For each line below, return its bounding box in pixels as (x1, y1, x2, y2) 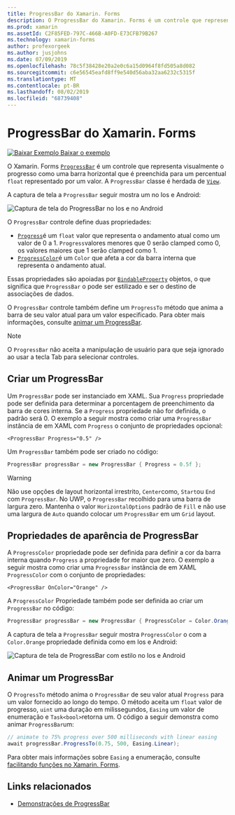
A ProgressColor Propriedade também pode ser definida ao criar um (7, 597, 204, 605)
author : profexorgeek (7, 43, 71, 50)
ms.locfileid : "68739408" (7, 95, 83, 102)
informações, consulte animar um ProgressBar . (7, 318, 143, 326)
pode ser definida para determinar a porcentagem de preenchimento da (7, 399, 215, 407)
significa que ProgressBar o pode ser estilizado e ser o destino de (7, 282, 197, 290)
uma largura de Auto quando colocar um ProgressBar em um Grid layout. (7, 509, 215, 518)
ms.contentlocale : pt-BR (7, 82, 80, 89)
